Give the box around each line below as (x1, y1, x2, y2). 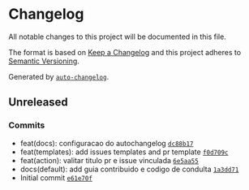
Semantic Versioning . (8, 56, 79, 66)
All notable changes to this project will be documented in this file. (8, 32, 227, 41)
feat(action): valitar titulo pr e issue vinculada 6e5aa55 (19, 155, 199, 165)
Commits (8, 119, 45, 131)
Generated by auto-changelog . (8, 71, 109, 81)
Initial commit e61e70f (19, 172, 93, 183)
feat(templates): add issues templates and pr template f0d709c (19, 147, 229, 157)
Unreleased (8, 95, 69, 110)
